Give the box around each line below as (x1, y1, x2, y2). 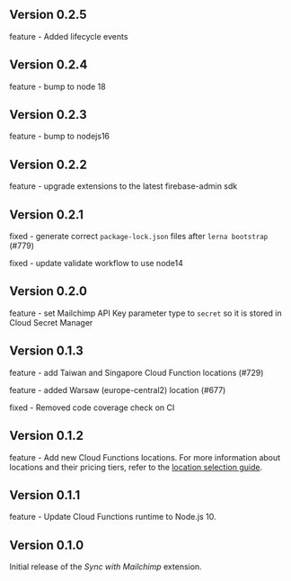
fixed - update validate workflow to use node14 (9, 258, 184, 269)
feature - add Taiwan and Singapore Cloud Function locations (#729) (9, 367, 264, 378)
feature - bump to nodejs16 (9, 130, 110, 142)
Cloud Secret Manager (9, 317, 93, 327)
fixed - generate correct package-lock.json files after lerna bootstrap (9, 231, 269, 242)
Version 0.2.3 (9, 107, 87, 122)
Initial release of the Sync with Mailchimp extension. (9, 561, 202, 572)
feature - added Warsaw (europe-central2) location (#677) (9, 384, 226, 395)
